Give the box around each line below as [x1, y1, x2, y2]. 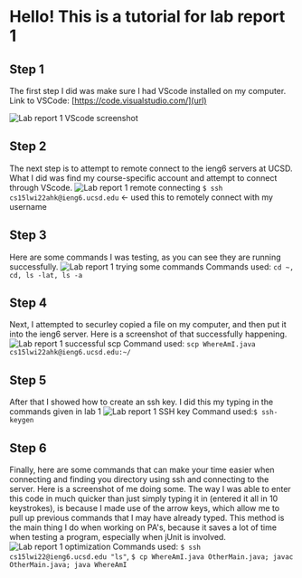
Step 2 [9, 138, 47, 155]
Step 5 [9, 373, 47, 388]
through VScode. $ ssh [9, 182, 223, 193]
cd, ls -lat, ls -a [9, 270, 83, 280]
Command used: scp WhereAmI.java [123, 338, 256, 349]
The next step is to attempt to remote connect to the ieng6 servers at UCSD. [9, 163, 293, 174]
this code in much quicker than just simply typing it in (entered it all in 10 [9, 493, 278, 504]
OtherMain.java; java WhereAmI [9, 561, 127, 570]
